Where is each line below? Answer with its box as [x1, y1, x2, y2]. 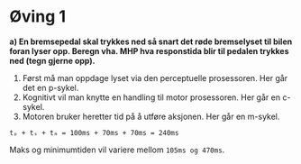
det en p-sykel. [22, 82, 79, 93]
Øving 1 [9, 6, 66, 27]
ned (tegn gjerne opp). [9, 55, 96, 66]
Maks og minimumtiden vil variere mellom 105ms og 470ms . [9, 144, 225, 155]
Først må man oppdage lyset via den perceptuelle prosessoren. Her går [22, 72, 288, 83]
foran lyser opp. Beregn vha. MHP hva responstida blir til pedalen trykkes [9, 45, 290, 56]
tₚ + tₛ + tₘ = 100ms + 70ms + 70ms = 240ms [9, 128, 179, 137]
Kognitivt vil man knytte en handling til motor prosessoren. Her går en [22, 92, 281, 103]
